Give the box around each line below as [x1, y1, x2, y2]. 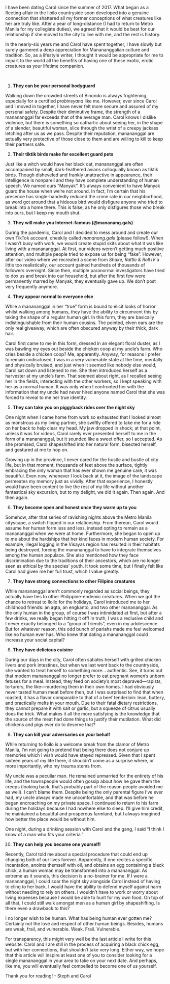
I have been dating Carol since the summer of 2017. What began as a [5, 5, 149, 10]
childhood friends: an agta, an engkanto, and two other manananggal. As [5, 604, 158, 610]
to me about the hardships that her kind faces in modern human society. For [5, 536, 164, 542]
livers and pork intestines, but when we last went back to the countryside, [5, 662, 160, 668]
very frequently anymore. [5, 284, 58, 289]
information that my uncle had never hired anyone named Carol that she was [5, 389, 165, 395]
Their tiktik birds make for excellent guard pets [12, 151, 114, 157]
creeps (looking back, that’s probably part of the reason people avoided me [5, 784, 163, 789]
